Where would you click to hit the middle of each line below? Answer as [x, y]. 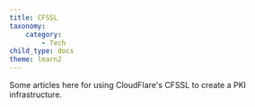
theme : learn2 [36, 59]
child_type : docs [42, 51]
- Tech [54, 43]
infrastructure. [36, 94]
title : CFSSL [34, 18]
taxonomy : [28, 26]
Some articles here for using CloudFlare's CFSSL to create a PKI [128, 85]
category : [44, 34]
